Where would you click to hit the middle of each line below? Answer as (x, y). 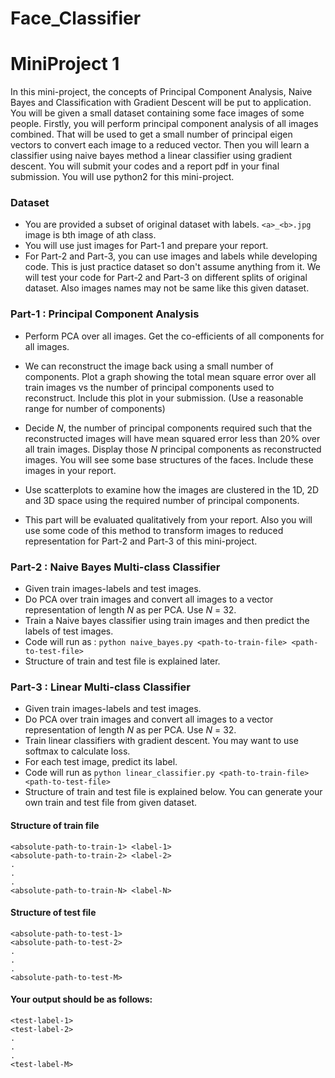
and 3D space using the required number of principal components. (162, 500)
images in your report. (70, 470)
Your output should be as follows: (81, 999)
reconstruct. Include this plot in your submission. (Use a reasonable (164, 398)
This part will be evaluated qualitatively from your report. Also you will (168, 519)
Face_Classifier (76, 18)
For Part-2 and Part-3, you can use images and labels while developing (171, 256)
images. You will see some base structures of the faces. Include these (169, 459)
